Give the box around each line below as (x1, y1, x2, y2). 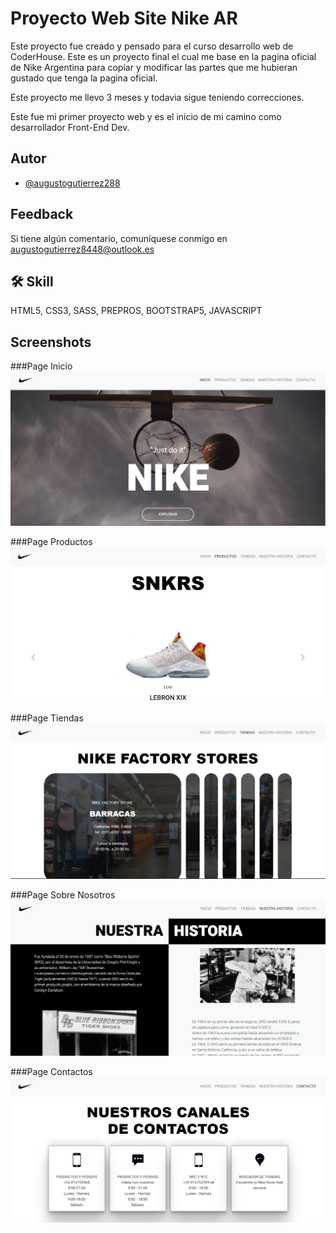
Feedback (10, 206, 74, 223)
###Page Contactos (10, 1065, 93, 1077)
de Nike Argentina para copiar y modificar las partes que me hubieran (10, 61, 298, 73)
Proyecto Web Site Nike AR (10, 7, 238, 30)
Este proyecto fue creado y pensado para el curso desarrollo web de (10, 40, 294, 52)
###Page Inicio (10, 360, 73, 372)
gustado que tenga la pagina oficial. (10, 72, 158, 84)
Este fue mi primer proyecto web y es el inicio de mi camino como (10, 110, 282, 122)
